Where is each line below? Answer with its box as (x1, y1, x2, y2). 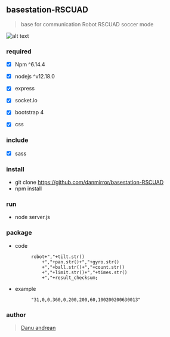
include (6, 136, 29, 144)
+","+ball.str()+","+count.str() (41, 264, 125, 270)
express (14, 85, 35, 92)
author (6, 311, 26, 319)
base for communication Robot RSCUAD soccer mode (20, 20, 154, 28)
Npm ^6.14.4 (14, 61, 46, 68)
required (6, 47, 32, 56)
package (6, 229, 32, 237)
